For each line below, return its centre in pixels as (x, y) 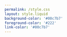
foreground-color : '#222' (30, 23)
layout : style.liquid (26, 14)
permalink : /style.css (27, 9)
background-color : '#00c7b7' (34, 18)
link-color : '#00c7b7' (27, 27)
